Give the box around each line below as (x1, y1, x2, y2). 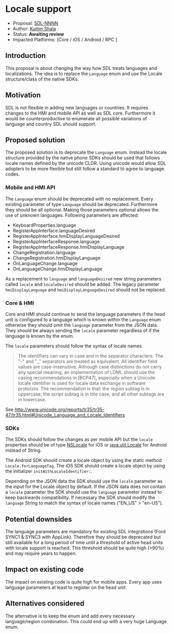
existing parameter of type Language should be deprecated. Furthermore (5, 201, 158, 207)
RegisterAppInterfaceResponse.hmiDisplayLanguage (12, 244, 125, 250)
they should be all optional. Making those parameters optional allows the (5, 207, 159, 213)
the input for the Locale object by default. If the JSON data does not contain (5, 483, 166, 490)
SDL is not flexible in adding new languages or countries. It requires (5, 104, 149, 110)
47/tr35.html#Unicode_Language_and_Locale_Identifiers (5, 412, 125, 418)
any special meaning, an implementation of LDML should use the (17, 369, 155, 375)
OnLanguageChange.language (12, 260, 78, 266)
